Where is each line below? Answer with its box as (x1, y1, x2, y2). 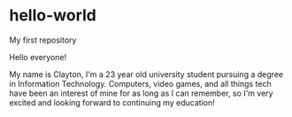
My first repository (9, 35, 77, 45)
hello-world (9, 5, 97, 26)
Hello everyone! (9, 51, 67, 62)
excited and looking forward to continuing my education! (9, 97, 215, 107)
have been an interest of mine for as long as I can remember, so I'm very (9, 88, 273, 98)
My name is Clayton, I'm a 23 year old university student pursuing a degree (9, 68, 284, 80)
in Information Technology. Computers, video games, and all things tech (9, 78, 272, 89)
